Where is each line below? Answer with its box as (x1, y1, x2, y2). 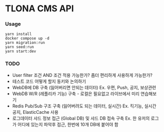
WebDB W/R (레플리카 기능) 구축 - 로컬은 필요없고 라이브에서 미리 (12, 91, 140, 97)
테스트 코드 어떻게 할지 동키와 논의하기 (12, 78, 86, 84)
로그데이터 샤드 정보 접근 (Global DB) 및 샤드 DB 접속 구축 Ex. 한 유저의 (12, 115, 150, 121)
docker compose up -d (5, 36, 50, 41)
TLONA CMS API (5, 3, 74, 14)
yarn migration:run (5, 40, 45, 45)
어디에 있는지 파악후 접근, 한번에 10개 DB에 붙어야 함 (17, 121, 119, 127)
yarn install (5, 32, 32, 37)
